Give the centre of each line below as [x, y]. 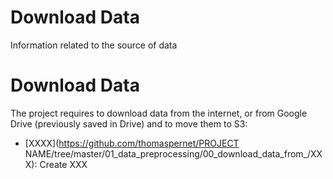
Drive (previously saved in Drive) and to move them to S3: [129, 123]
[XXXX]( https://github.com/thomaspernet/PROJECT [132, 143]
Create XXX [63, 164]
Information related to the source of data [94, 45]
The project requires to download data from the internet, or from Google [159, 113]
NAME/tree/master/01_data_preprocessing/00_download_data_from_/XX [173, 153]
